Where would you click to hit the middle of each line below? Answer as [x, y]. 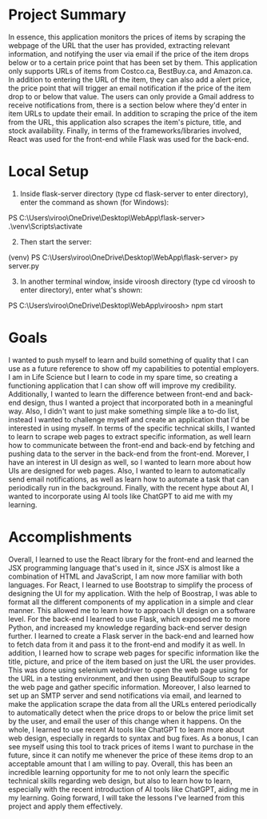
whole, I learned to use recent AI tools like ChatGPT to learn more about [127, 729]
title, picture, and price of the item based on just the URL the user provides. [132, 661]
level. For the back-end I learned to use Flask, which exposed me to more [129, 619]
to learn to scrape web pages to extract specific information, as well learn [130, 436]
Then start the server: [56, 241]
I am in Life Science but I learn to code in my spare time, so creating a [123, 377]
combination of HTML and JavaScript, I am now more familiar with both [126, 576]
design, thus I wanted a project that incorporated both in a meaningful [138, 402]
